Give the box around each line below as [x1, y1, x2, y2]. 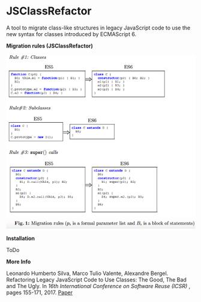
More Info [6, 258, 31, 265]
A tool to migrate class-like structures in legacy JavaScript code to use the [6, 24, 191, 31]
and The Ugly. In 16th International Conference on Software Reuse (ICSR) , [6, 283, 191, 290]
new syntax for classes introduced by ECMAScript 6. [6, 30, 137, 37]
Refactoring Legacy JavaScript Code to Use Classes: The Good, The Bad [6, 276, 187, 283]
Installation [6, 235, 35, 242]
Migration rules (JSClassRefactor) [6, 42, 93, 49]
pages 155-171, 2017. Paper [6, 289, 73, 296]
